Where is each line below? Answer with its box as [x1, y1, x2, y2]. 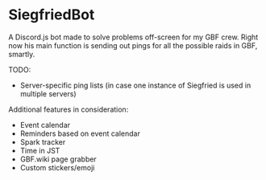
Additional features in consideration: [8, 104, 129, 114]
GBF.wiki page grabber [19, 154, 97, 164]
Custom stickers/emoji [19, 162, 95, 172]
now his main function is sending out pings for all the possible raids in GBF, [8, 40, 258, 50]
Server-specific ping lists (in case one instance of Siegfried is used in [19, 80, 251, 90]
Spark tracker [19, 137, 66, 146]
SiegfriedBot [8, 6, 95, 24]
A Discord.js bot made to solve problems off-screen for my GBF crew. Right [8, 32, 259, 42]
